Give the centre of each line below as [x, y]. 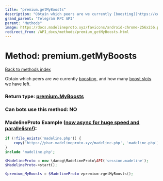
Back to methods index [28, 69]
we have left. [18, 84]
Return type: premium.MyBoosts [44, 96]
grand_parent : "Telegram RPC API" [40, 18]
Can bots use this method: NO [41, 109]
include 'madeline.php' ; [30, 152]
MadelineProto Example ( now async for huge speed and [72, 122]
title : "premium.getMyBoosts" [36, 9]
